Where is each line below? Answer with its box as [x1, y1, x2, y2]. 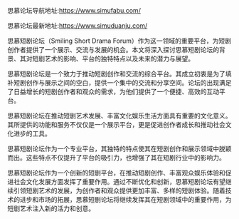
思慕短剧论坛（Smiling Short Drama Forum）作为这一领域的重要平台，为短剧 [7, 36, 232, 45]
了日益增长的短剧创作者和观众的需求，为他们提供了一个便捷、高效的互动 [7, 88, 219, 96]
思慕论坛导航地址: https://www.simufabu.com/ [7, 6, 141, 14]
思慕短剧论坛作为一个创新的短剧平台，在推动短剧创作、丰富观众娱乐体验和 [7, 168, 225, 177]
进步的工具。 [13, 129, 51, 138]
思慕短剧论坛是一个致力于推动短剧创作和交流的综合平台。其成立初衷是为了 [7, 70, 225, 78]
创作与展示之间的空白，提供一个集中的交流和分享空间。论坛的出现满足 [26, 78, 232, 87]
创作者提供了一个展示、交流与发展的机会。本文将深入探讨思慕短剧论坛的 [7, 46, 219, 54]
